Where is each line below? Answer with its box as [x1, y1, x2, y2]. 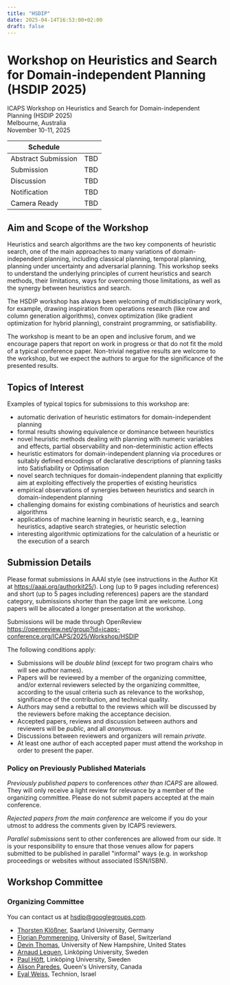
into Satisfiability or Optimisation [16, 464, 109, 472]
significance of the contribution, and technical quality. [16, 695, 170, 704]
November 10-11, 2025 [7, 126, 71, 135]
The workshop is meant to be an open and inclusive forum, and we [7, 332, 196, 340]
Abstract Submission [10, 154, 78, 163]
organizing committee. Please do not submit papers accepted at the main [7, 793, 215, 802]
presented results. [7, 362, 59, 370]
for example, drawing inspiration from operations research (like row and [7, 305, 210, 313]
